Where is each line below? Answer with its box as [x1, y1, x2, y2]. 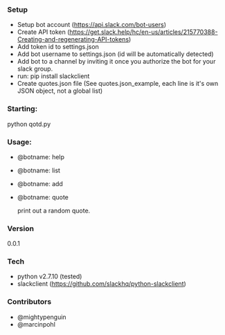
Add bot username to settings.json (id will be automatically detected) [17, 50, 214, 58]
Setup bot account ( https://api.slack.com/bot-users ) [17, 21, 166, 29]
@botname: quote [17, 192, 69, 201]
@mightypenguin [17, 313, 67, 321]
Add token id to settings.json [17, 43, 99, 51]
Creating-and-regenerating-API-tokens [17, 35, 129, 44]
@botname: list [17, 166, 61, 174]
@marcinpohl [17, 320, 55, 328]
